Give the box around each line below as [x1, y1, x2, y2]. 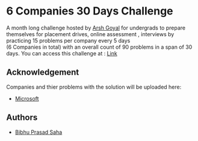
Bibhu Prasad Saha [14, 128, 63, 136]
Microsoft [14, 95, 39, 102]
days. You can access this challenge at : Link [6, 49, 117, 57]
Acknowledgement [6, 67, 79, 78]
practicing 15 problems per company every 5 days [6, 37, 131, 44]
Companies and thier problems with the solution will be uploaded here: [6, 83, 182, 90]
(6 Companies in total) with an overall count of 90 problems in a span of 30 [6, 43, 193, 51]
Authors [6, 113, 38, 123]
